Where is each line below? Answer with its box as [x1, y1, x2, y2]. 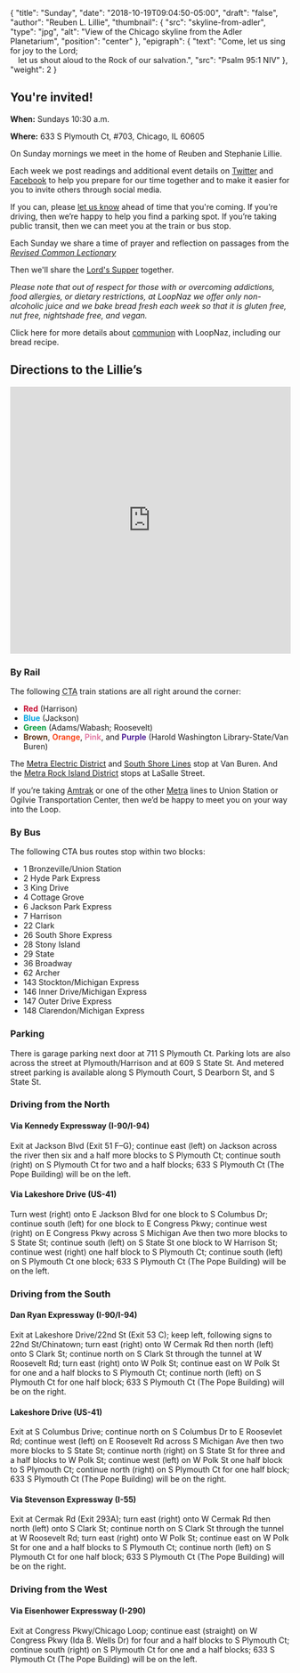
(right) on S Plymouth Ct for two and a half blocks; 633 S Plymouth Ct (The [10, 1159, 285, 1169]
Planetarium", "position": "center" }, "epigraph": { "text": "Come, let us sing [10, 36, 286, 46]
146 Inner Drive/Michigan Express [22, 987, 148, 998]
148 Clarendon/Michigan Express [22, 1006, 145, 1016]
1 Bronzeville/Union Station [22, 863, 122, 875]
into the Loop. [10, 804, 61, 814]
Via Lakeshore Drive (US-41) [10, 1189, 117, 1200]
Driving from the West [10, 1583, 108, 1596]
